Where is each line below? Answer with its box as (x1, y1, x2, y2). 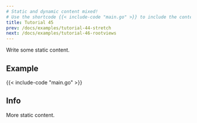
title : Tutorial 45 (6, 19, 54, 25)
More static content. (6, 111, 55, 118)
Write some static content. (6, 46, 70, 53)
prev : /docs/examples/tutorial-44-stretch (6, 25, 111, 31)
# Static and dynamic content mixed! (6, 8, 98, 15)
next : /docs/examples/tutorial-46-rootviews (6, 30, 117, 36)
